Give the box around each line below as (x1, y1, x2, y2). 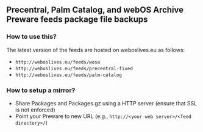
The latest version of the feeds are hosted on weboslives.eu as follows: (6, 46, 185, 53)
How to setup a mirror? (6, 86, 76, 94)
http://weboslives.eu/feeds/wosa (15, 59, 101, 65)
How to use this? (6, 33, 57, 41)
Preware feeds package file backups (6, 15, 148, 25)
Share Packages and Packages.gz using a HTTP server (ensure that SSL (15, 99, 198, 107)
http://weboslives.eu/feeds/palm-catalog (15, 72, 122, 78)
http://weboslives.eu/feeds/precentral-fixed (15, 65, 133, 71)
